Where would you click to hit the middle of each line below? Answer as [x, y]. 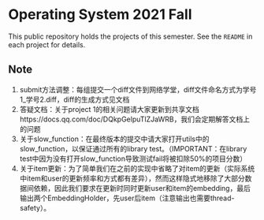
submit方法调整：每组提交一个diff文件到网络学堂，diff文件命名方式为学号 [138, 89]
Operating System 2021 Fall [100, 15]
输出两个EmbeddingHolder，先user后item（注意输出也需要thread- [127, 198]
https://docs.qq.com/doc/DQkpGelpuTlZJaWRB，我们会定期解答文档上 [135, 119]
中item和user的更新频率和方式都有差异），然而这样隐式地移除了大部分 [132, 178]
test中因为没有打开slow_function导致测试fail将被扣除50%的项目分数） [133, 158]
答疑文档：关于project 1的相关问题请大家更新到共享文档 [109, 109]
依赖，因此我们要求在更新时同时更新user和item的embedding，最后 [142, 188]
